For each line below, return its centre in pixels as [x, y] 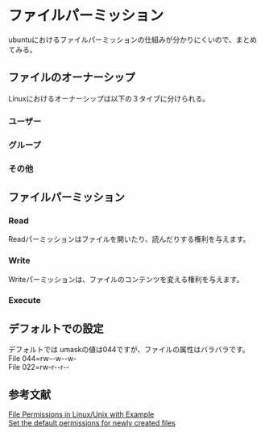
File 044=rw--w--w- [43, 359]
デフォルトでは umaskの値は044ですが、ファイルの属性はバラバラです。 [129, 350]
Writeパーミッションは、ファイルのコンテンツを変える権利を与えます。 [126, 279]
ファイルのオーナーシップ [72, 78]
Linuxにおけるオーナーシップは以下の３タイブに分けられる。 [109, 98]
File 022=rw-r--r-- [39, 367]
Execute [25, 301]
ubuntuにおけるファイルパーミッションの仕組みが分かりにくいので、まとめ [133, 39]
